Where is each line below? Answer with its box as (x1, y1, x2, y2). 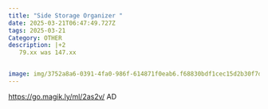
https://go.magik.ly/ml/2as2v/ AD (8, 91, 117, 101)
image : (8, 70, 30, 78)
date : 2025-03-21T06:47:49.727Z (8, 19, 116, 27)
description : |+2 (8, 41, 66, 49)
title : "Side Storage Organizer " (8, 11, 124, 20)
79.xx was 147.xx (18, 49, 77, 56)
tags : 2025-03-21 (8, 26, 66, 34)
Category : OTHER (8, 33, 62, 42)
